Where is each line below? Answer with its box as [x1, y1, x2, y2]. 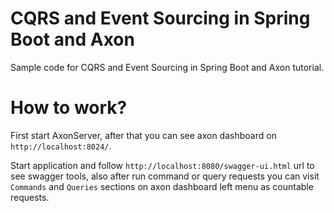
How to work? [10, 97, 128, 119]
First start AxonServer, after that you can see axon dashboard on [10, 129, 277, 141]
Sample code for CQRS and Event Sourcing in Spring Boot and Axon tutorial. [10, 61, 325, 73]
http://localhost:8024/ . [10, 140, 112, 152]
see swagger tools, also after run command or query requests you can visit [10, 170, 320, 182]
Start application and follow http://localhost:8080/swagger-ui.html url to [10, 159, 315, 171]
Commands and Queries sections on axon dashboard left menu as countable [10, 180, 314, 192]
